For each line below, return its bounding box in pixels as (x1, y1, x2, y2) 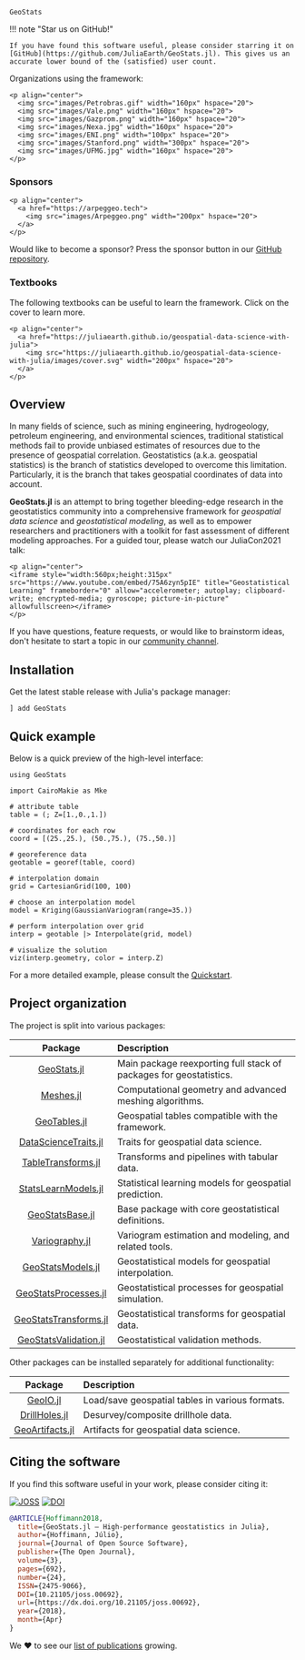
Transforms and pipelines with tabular (116, 1150, 279, 1163)
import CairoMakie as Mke (9, 786, 107, 795)
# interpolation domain (9, 874, 100, 884)
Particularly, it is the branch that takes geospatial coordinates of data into (9, 469, 283, 481)
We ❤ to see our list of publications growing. (9, 1640, 178, 1651)
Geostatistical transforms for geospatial (116, 1307, 286, 1320)
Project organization (9, 996, 127, 1011)
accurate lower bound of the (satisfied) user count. (9, 57, 218, 66)
